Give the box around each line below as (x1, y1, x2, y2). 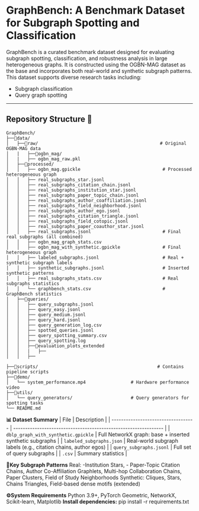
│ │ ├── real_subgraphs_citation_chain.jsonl (6, 182, 131, 188)
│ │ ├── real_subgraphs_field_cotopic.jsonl (6, 218, 129, 224)
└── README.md (6, 405, 41, 411)
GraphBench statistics (6, 291, 62, 297)
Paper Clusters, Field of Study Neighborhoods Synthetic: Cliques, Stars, (6, 474, 182, 481)
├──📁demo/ (6, 374, 31, 380)
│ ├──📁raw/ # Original (6, 140, 187, 146)
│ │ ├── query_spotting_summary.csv (6, 332, 108, 338)
